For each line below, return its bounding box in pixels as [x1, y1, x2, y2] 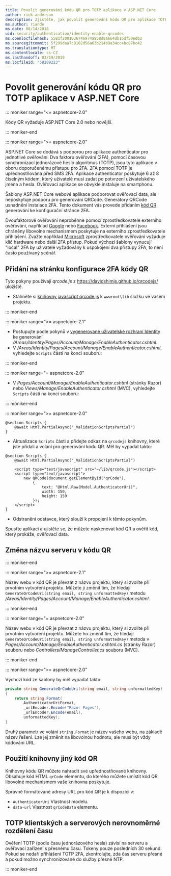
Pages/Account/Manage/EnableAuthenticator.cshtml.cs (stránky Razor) [5, 641, 156, 648]
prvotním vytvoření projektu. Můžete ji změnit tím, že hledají [5, 584, 131, 590]
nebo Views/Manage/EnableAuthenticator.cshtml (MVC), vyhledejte [12, 385, 155, 391]
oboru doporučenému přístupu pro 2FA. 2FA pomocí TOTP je [5, 165, 133, 171]
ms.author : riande [5, 21, 44, 27]
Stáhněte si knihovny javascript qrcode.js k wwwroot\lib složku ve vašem [12, 294, 165, 299]
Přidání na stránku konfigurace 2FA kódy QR [5, 265, 149, 273]
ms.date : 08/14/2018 [5, 27, 49, 32]
